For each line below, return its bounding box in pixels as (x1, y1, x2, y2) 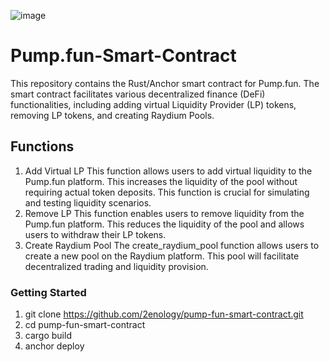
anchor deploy (24, 340, 85, 352)
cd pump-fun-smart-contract (24, 319, 146, 331)
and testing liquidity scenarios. (24, 196, 152, 209)
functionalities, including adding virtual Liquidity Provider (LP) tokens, (10, 98, 297, 110)
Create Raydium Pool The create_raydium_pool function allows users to (24, 239, 320, 251)
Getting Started (10, 285, 87, 299)
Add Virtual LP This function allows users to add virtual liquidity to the (24, 165, 313, 177)
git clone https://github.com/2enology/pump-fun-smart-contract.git (24, 308, 304, 320)
